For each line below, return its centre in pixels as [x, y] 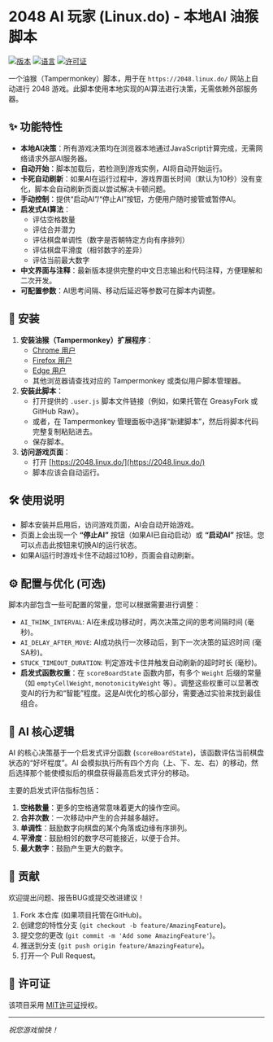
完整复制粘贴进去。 [65, 431]
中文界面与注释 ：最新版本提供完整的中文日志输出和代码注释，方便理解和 [141, 270]
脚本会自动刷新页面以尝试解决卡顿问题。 [102, 189]
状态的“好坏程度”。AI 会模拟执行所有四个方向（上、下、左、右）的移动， [130, 763]
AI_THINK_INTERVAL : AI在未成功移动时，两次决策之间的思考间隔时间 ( [134, 622]
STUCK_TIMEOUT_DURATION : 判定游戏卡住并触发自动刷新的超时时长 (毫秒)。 [141, 663]
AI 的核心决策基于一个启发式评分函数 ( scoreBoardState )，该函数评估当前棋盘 [136, 753]
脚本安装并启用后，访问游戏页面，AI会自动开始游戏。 [109, 525]
